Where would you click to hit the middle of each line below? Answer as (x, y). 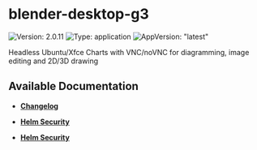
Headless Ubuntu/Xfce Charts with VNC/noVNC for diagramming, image (129, 52)
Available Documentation (74, 86)
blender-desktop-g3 (79, 14)
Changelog (39, 105)
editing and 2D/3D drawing (54, 61)
